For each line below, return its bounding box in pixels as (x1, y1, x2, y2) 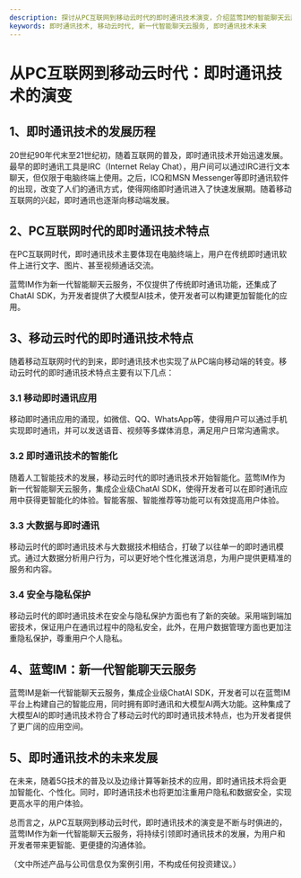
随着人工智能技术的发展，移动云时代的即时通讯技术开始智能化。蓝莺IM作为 (9, 472, 286, 483)
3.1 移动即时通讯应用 (9, 392, 98, 404)
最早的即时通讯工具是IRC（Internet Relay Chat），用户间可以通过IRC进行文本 (9, 161, 290, 172)
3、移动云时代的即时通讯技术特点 (9, 330, 194, 346)
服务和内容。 (9, 563, 56, 575)
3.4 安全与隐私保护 (9, 588, 91, 600)
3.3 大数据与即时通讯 (9, 519, 100, 531)
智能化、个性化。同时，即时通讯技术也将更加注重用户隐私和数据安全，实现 (16, 786, 292, 797)
